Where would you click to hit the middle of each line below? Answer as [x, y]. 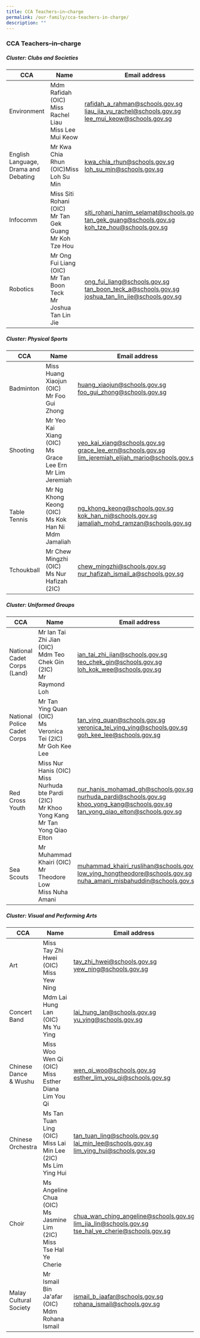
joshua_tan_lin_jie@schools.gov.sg [133, 297]
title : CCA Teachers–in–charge [45, 12]
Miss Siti [62, 194]
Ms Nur [56, 574]
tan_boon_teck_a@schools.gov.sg [132, 289]
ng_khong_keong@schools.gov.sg [126, 509]
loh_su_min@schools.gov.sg [124, 169]
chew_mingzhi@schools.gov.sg [122, 566]
